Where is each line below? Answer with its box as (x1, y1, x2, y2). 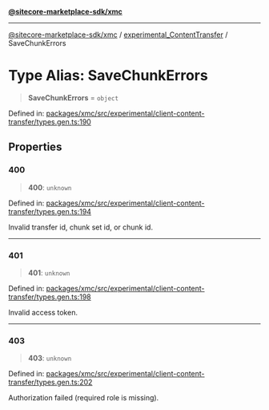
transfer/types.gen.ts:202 (8, 377, 93, 388)
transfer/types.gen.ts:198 (8, 292, 91, 302)
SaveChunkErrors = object (27, 92, 118, 103)
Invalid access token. (8, 307, 78, 317)
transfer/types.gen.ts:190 (8, 116, 92, 127)
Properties (8, 140, 62, 154)
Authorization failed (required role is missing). (8, 393, 159, 403)
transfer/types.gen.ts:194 (8, 206, 92, 216)
